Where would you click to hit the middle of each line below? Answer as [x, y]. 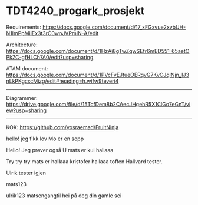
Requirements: [24, 27]
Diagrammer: [22, 98]
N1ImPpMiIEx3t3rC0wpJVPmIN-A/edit [52, 33]
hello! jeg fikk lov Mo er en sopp [45, 139]
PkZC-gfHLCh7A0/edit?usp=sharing [50, 57]
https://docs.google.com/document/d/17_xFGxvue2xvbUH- [114, 27]
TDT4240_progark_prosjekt [75, 11]
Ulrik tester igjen [26, 173]
